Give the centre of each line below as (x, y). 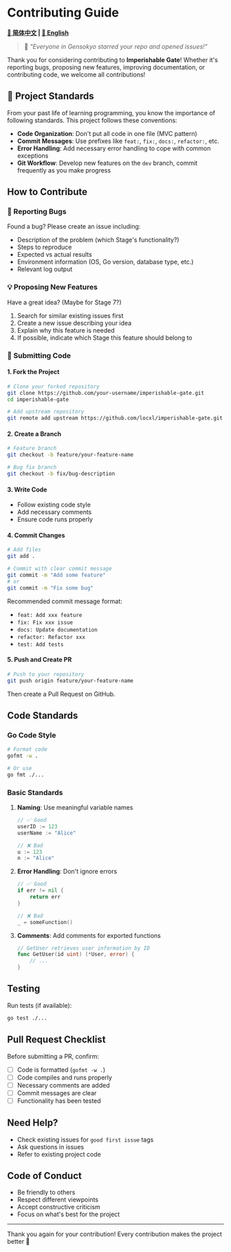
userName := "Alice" (46, 833)
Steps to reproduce (44, 247)
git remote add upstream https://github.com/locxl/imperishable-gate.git (115, 418)
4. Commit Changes (36, 535)
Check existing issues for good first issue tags (85, 1139)
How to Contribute (47, 192)
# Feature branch (32, 449)
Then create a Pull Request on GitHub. (61, 694)
